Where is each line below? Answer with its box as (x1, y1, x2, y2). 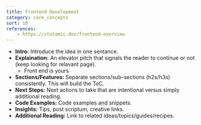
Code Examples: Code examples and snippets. (14, 99, 132, 106)
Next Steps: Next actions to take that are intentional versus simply (14, 86, 180, 94)
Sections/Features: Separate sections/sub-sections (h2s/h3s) (14, 74, 170, 81)
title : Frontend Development (6, 8, 79, 15)
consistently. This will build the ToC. (14, 80, 105, 88)
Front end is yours (23, 67, 69, 74)
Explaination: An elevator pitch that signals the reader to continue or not (14, 54, 195, 62)
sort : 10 (6, 20, 28, 26)
